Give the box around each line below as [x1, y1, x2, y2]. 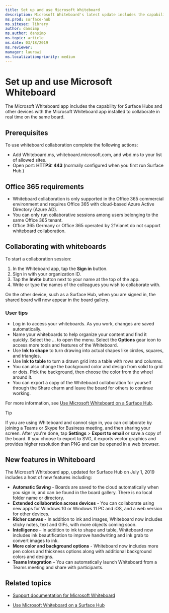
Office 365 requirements [5, 182, 84, 191]
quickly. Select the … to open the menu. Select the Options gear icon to [12, 337, 161, 343]
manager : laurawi [5, 49, 42, 54]
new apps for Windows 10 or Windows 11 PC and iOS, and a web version [12, 505, 162, 511]
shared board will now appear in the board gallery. [5, 297, 110, 303]
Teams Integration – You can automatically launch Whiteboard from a [12, 559, 157, 565]
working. [12, 390, 31, 396]
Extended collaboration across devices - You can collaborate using [12, 500, 154, 506]
